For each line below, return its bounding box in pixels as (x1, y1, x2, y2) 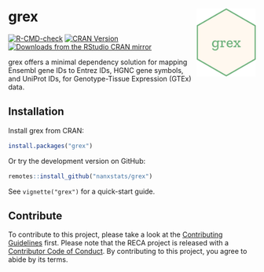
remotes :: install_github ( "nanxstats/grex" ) (8, 172, 153, 180)
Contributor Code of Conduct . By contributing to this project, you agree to (8, 247, 247, 256)
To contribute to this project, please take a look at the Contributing (8, 230, 223, 239)
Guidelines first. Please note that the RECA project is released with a (8, 238, 229, 248)
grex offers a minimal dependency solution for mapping (8, 57, 188, 67)
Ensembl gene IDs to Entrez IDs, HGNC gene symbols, (8, 65, 184, 74)
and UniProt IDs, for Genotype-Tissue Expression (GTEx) (8, 74, 192, 83)
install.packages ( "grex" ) (8, 142, 93, 150)
